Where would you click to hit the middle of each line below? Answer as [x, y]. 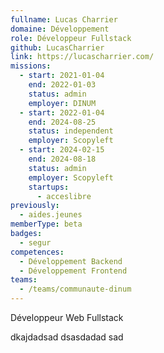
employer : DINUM [62, 103]
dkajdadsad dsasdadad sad [67, 337]
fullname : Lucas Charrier [64, 19]
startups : [49, 187]
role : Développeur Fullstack [71, 38]
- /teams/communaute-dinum [75, 289]
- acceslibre [64, 196]
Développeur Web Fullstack [67, 317]
